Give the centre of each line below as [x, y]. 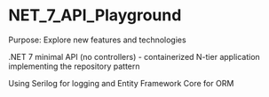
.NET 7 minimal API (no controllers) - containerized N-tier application [134, 56]
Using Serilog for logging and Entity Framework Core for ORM [121, 83]
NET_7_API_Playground [95, 15]
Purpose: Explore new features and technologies [98, 40]
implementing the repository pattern [74, 66]
